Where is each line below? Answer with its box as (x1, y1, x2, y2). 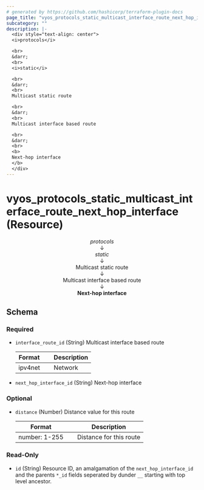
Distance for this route (76, 432, 141, 441)
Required (6, 325, 34, 333)
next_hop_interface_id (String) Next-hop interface (15, 379, 142, 386)
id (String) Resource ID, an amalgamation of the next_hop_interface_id (15, 464, 194, 472)
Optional (6, 394, 32, 403)
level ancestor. (15, 477, 52, 485)
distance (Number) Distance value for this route (15, 408, 135, 415)
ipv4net (18, 364, 41, 372)
